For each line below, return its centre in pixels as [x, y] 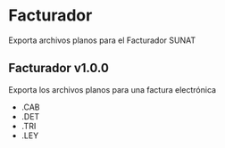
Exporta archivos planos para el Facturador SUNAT [102, 40]
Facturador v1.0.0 [58, 68]
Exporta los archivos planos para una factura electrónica [112, 89]
